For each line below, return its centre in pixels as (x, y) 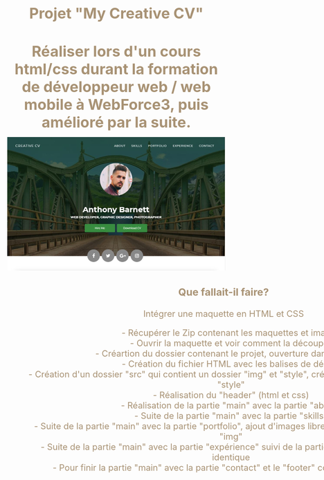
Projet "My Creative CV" (116, 13)
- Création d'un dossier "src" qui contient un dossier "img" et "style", (169, 374)
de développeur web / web (116, 87)
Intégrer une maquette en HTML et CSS (224, 314)
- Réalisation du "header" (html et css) (231, 395)
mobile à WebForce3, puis (116, 105)
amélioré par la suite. (116, 122)
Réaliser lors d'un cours (116, 52)
